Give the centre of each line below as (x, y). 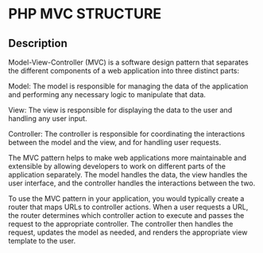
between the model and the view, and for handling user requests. (115, 142)
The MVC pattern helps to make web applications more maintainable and (127, 158)
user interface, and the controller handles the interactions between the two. (132, 183)
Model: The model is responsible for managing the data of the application (128, 86)
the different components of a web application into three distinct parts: (124, 71)
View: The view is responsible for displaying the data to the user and (120, 110)
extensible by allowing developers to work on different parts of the (117, 166)
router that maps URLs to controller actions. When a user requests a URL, (128, 207)
